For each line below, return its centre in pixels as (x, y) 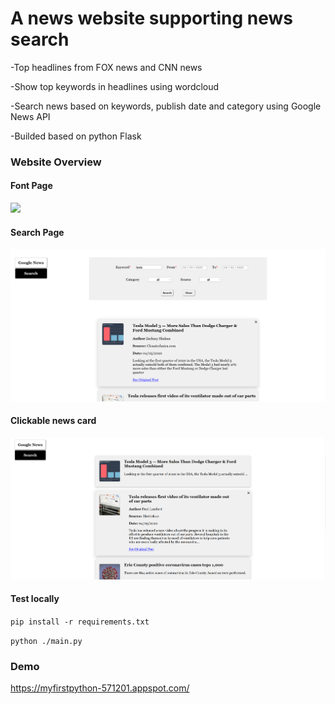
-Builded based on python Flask (76, 136)
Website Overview (56, 162)
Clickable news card (53, 421)
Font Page (31, 186)
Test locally (35, 599)
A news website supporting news (152, 18)
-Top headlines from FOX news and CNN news (106, 67)
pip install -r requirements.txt (80, 622)
